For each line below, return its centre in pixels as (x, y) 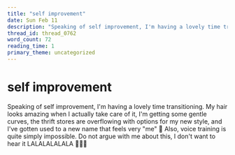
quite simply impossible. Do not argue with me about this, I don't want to (111, 136)
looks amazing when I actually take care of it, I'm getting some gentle (107, 114)
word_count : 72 (29, 40)
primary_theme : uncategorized (51, 53)
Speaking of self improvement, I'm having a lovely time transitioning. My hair (117, 106)
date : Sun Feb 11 (33, 20)
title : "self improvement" (47, 14)
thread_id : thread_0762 (42, 33)
